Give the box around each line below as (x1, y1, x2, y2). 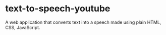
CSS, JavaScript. (5, 24, 40, 30)
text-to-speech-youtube (5, 3, 110, 14)
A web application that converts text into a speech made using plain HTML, (5, 19, 161, 25)
